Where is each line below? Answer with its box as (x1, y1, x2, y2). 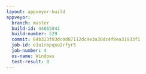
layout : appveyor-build (6, 8, 66, 15)
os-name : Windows (11, 53, 55, 59)
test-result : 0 (11, 58, 50, 64)
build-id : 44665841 (11, 25, 60, 32)
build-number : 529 (11, 31, 58, 37)
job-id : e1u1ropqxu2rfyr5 (11, 42, 77, 48)
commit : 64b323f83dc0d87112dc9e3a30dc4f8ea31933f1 (11, 36, 141, 42)
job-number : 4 (11, 48, 47, 54)
